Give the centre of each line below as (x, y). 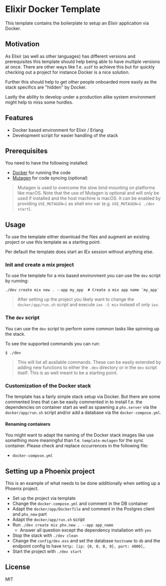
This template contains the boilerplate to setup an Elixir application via (77, 23)
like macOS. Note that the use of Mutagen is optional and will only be (88, 193)
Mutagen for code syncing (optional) (50, 178)
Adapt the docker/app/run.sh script (48, 519)
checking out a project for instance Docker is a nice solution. (68, 72)
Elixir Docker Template (53, 9)
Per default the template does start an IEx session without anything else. (79, 252)
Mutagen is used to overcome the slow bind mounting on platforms (86, 188)
